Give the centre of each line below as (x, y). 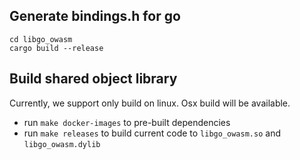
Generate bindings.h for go (95, 16)
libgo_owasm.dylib (62, 144)
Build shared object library (93, 79)
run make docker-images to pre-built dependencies (127, 122)
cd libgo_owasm (41, 39)
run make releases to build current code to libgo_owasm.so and (152, 133)
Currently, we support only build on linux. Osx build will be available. (150, 103)
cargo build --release (56, 48)
